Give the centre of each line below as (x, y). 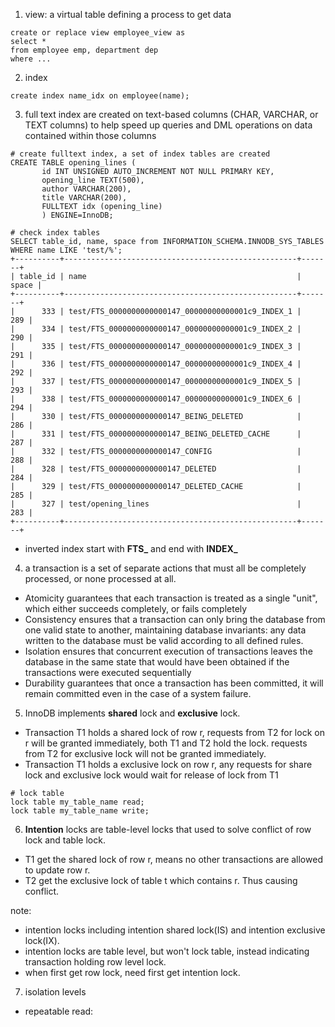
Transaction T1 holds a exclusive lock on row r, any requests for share (168, 764)
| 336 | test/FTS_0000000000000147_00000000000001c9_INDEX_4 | (156, 364)
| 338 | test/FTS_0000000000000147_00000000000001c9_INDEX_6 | (156, 399)
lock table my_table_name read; (77, 802)
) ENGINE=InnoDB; (77, 215)
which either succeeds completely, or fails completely (136, 608)
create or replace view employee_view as (98, 33)
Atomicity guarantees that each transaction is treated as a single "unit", (171, 598)
